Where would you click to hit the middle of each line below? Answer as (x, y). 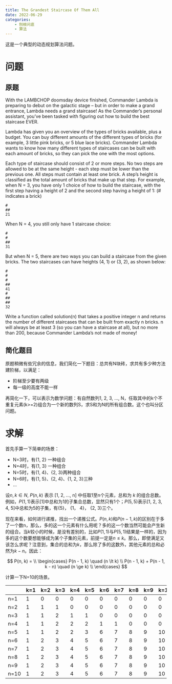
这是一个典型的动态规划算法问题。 (41, 45)
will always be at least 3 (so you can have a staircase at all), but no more (82, 327)
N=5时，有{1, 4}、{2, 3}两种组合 (47, 472)
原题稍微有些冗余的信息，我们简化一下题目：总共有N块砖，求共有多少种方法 (85, 363)
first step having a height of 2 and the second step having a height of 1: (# (83, 191)
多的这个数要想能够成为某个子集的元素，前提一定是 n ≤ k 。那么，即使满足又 (85, 538)
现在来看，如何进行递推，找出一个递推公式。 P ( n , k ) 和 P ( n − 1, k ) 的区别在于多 (85, 519)
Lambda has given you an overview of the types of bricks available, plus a (83, 132)
